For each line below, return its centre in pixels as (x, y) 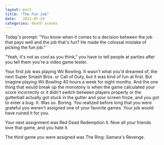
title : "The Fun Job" (27, 14)
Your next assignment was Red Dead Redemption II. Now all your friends (78, 123)
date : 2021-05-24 (25, 19)
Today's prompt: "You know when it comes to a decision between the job (79, 37)
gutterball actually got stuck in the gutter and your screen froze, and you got (82, 98)
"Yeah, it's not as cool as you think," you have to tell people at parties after (80, 57)
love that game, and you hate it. (37, 128)
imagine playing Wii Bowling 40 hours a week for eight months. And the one (82, 82)
